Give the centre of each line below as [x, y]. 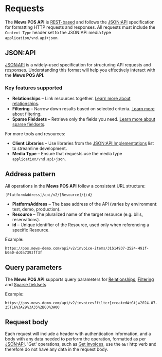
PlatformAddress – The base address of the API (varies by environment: [85, 204]
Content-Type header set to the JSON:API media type [58, 32]
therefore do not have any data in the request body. [57, 349]
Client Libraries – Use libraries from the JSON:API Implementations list [83, 143]
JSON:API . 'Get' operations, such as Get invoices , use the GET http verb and [81, 344]
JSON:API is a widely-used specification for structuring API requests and [78, 64]
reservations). [26, 219]
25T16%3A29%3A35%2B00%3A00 [32, 307]
